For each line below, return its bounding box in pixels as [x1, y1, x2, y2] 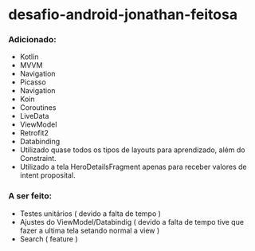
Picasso [19, 77, 46, 87]
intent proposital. [19, 171, 76, 180]
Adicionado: [8, 34, 57, 45]
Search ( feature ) [19, 233, 78, 244]
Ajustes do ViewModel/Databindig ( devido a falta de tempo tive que [19, 217, 245, 226]
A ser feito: [8, 190, 53, 202]
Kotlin [19, 52, 39, 61]
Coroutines [19, 103, 57, 112]
